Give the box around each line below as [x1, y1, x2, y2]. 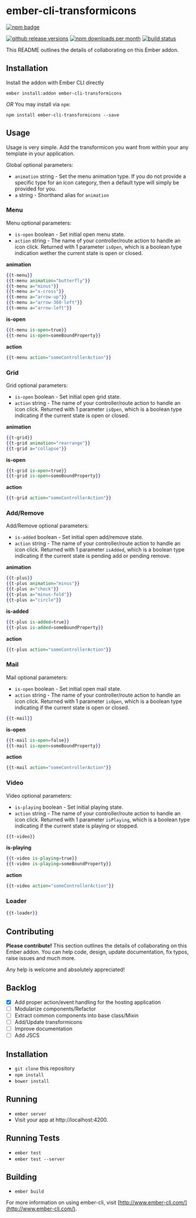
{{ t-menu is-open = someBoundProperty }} [6, 332, 101, 339]
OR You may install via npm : [6, 101, 71, 108]
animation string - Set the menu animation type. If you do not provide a [14, 172, 186, 180]
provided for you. [14, 185, 57, 192]
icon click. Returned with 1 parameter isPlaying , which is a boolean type [14, 816, 190, 823]
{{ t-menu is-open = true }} [6, 327, 67, 333]
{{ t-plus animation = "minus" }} [6, 581, 80, 587]
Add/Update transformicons [14, 1019, 83, 1026]
